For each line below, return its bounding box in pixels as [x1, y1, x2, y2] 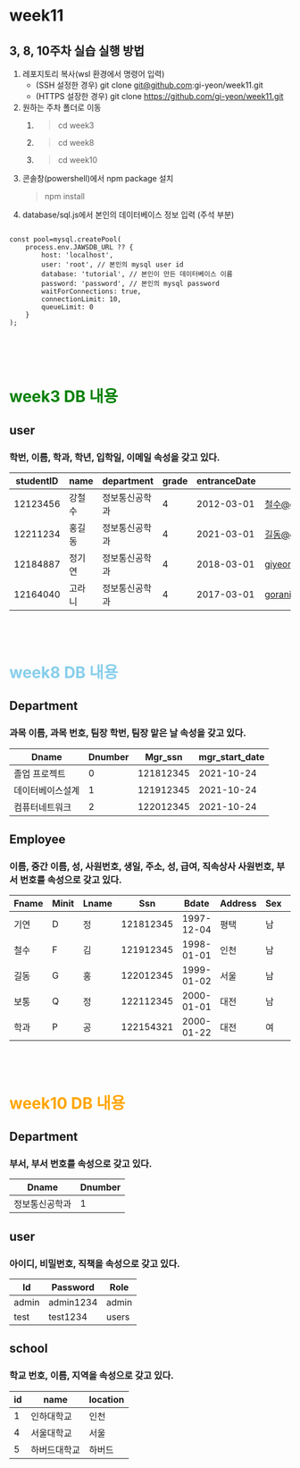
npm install [44, 191, 85, 201]
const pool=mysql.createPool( [9, 235, 122, 244]
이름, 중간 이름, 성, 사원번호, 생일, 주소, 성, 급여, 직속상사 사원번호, [9, 860, 275, 873]
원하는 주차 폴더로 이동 [21, 102, 102, 113]
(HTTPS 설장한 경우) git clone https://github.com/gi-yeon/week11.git [35, 91, 284, 101]
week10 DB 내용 [9, 1093, 126, 1113]
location [88, 1393, 125, 1405]
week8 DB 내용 [9, 662, 119, 683]
